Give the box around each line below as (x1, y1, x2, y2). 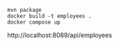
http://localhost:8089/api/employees (7, 31, 113, 39)
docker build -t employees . (7, 13, 92, 20)
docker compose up (7, 19, 61, 26)
